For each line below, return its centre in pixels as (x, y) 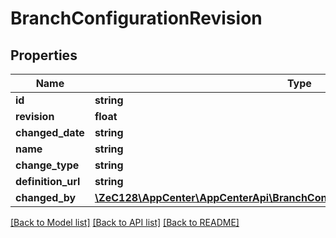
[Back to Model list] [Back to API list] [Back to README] (125, 222)
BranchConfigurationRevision (136, 18)
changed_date (50, 132)
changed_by (46, 197)
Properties (44, 55)
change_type (47, 165)
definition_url (48, 181)
